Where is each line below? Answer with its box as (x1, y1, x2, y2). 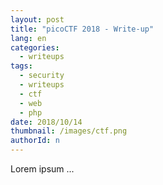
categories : (10, 42, 60, 53)
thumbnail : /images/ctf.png (10, 126, 128, 136)
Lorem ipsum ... (10, 163, 75, 175)
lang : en (10, 33, 47, 43)
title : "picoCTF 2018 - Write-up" (10, 24, 155, 34)
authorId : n (10, 136, 60, 146)
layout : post (10, 14, 65, 25)
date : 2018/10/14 (10, 117, 83, 127)
